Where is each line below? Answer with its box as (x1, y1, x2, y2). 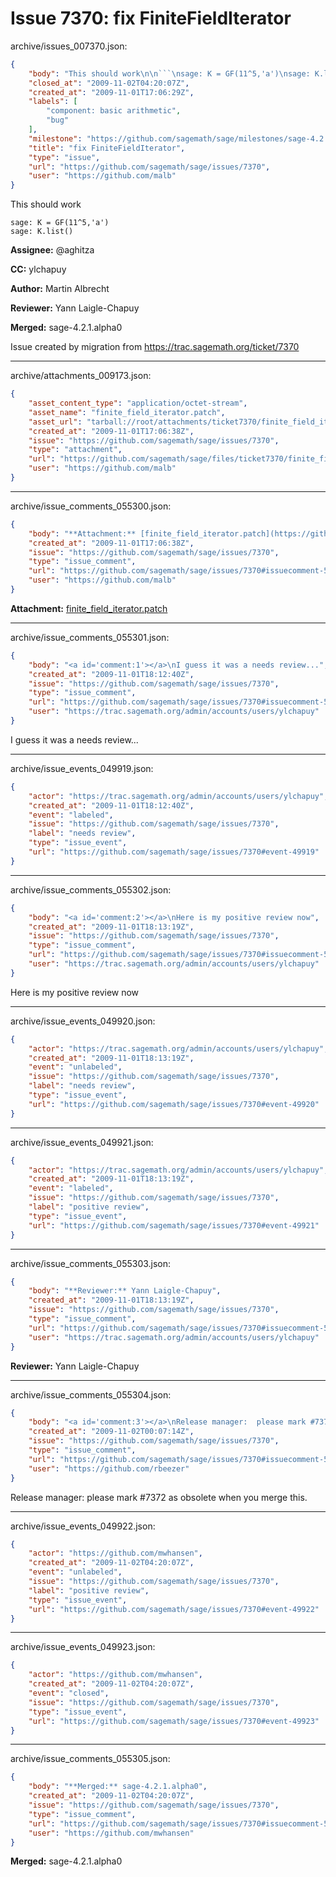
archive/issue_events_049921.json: (10, 1136, 154, 1148)
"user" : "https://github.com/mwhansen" (28, 1828, 195, 1838)
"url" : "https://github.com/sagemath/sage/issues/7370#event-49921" (28, 1220, 320, 1231)
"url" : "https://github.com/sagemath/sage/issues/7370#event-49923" (28, 1716, 320, 1726)
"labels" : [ (28, 97, 78, 107)
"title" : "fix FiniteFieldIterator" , (28, 143, 186, 153)
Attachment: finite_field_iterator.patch (10, 602, 168, 614)
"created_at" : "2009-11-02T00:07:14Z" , (28, 1427, 195, 1437)
